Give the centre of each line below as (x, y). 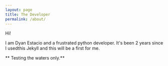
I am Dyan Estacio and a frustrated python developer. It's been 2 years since (84, 43)
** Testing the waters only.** (35, 58)
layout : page (19, 10)
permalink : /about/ (26, 19)
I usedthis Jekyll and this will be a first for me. (53, 48)
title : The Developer (28, 14)
